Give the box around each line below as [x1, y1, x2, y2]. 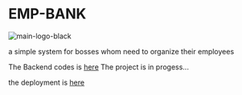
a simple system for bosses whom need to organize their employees [8, 46, 235, 56]
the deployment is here [8, 77, 85, 87]
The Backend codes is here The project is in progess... [8, 61, 189, 72]
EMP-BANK [8, 5, 87, 23]
